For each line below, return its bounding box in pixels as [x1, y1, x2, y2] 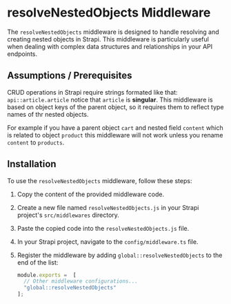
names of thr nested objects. [7, 110, 89, 118]
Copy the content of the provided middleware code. [17, 190, 164, 198]
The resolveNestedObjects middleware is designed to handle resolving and [7, 28, 219, 36]
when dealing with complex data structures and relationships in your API [7, 42, 213, 50]
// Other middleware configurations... [23, 278, 138, 285]
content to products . [7, 138, 65, 146]
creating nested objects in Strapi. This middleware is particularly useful [7, 35, 209, 43]
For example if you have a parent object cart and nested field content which [7, 123, 223, 132]
